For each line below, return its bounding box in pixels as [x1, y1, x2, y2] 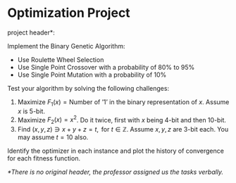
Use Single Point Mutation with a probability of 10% [17, 70, 167, 79]
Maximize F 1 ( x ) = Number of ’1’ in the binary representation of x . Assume [17, 97, 230, 108]
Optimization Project [7, 5, 130, 21]
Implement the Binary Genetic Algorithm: [7, 42, 125, 50]
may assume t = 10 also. [17, 133, 89, 141]
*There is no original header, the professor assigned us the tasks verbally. [7, 168, 224, 177]
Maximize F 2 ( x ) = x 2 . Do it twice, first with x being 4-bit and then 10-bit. [17, 114, 227, 126]
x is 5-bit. [17, 107, 46, 115]
